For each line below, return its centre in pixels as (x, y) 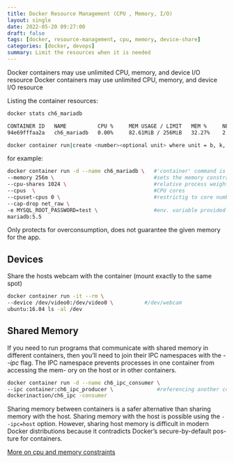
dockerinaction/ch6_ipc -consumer (57, 396)
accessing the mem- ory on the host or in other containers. (92, 370)
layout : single (29, 20)
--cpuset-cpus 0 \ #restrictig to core (110, 197)
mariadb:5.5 (24, 217)
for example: (25, 158)
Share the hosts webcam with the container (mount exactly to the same (110, 276)
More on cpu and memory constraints (61, 452)
